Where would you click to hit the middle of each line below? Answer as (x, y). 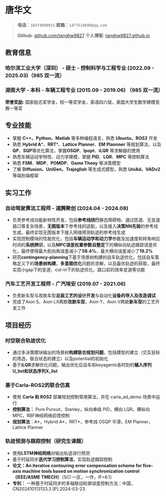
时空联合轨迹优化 (26, 340)
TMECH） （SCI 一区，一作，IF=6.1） (78, 477)
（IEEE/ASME (26, 477)
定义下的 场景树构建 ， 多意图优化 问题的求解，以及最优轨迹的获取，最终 (88, 264)
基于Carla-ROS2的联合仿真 (38, 385)
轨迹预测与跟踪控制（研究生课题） (46, 441)
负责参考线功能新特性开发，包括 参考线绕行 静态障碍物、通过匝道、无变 (84, 220)
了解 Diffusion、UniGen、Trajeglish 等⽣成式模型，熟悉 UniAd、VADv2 (86, 169)
